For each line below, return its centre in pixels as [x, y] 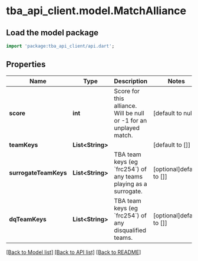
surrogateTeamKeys [38, 173]
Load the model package [52, 33]
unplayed [127, 128]
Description [131, 81]
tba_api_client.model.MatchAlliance [96, 11]
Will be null [129, 113]
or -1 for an [131, 120]
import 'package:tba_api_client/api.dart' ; [60, 46]
